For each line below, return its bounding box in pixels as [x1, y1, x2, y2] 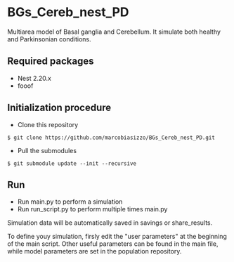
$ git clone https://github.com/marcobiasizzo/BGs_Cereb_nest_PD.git [7, 134, 216, 141]
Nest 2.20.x [17, 74, 51, 82]
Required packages [7, 55, 94, 67]
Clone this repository [17, 120, 79, 129]
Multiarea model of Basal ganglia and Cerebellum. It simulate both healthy [7, 27, 221, 36]
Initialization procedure [7, 102, 112, 114]
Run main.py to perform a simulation [17, 197, 123, 206]
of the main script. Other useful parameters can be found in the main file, [7, 240, 219, 248]
